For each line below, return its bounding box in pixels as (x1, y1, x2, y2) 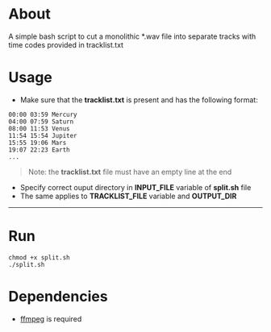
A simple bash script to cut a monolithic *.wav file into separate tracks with (8, 31, 256, 41)
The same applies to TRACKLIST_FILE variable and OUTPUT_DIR (19, 191, 237, 201)
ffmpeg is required (19, 313, 82, 323)
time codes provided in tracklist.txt (8, 39, 123, 49)
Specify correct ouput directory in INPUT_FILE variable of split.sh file (19, 182, 252, 192)
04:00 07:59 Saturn (8, 118, 74, 126)
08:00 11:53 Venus (8, 124, 70, 133)
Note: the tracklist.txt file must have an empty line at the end (27, 167, 232, 176)
